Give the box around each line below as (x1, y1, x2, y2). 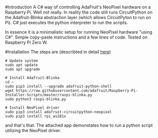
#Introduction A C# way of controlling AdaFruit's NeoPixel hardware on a (5, 4, 151, 10)
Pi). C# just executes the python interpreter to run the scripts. (5, 20, 128, 25)
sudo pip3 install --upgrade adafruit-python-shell (5, 84, 112, 89)
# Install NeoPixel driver (5, 105, 60, 110)
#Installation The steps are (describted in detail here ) (5, 49, 111, 55)
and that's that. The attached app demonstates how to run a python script (5, 122, 153, 128)
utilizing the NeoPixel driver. (5, 128, 61, 133)
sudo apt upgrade (5, 67, 40, 72)
